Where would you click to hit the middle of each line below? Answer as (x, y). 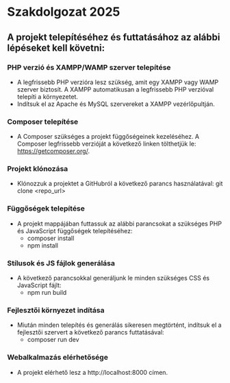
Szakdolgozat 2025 (64, 12)
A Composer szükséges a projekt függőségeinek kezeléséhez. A (108, 137)
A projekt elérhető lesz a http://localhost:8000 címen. (92, 372)
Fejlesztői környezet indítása (56, 310)
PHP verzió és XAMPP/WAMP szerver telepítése (89, 67)
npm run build (47, 293)
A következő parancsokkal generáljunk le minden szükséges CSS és (113, 278)
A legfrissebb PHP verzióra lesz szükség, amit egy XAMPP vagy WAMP (118, 82)
